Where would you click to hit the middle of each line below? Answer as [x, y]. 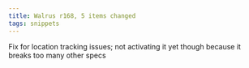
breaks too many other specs [58, 55]
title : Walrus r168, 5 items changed [72, 16]
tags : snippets [34, 23]
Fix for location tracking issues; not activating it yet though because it [125, 46]
